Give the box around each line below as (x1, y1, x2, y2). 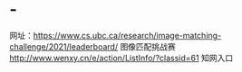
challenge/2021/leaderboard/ (9, 40, 119, 52)
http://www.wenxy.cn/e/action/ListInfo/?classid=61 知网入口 (9, 52, 234, 63)
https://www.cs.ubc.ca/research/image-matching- (33, 30, 222, 40)
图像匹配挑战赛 (120, 40, 177, 52)
